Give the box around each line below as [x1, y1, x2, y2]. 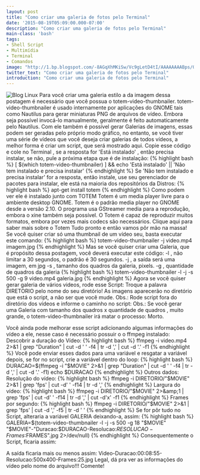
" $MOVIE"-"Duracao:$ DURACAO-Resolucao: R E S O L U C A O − [6, 426, 154, 433]
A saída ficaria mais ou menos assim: [6, 450, 97, 457]
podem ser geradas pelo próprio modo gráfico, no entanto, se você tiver [6, 129, 183, 137]
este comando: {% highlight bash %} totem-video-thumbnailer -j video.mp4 [6, 237, 192, 244]
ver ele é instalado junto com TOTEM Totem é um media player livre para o [6, 193, 189, 200]
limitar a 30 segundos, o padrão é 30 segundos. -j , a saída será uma [6, 256, 176, 263]
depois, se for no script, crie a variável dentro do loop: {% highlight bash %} [6, 356, 193, 363]
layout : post [6, 8, 39, 15]
